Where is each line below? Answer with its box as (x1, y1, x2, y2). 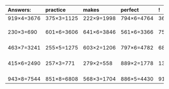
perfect (120, 6, 139, 13)
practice (45, 6, 66, 13)
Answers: (8, 6, 31, 13)
